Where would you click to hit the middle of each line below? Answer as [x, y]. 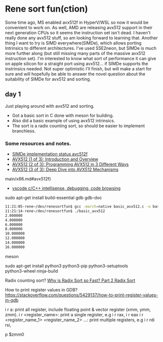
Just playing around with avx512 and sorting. [50, 106]
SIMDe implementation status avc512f [50, 154]
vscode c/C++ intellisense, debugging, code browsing [66, 188]
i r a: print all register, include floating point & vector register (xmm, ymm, [78, 309]
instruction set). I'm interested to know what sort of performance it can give [81, 58]
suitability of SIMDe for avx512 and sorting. [48, 79]
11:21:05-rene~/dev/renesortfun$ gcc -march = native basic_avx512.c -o [78, 207]
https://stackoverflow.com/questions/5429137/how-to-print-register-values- [82, 295]
